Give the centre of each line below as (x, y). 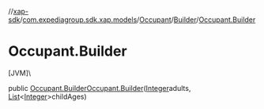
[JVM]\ (20, 73)
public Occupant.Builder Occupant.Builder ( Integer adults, (100, 88)
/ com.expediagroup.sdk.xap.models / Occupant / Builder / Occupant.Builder (138, 20)
